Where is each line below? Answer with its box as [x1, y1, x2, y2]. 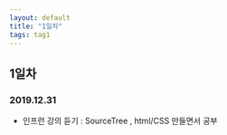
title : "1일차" [9, 22, 63, 31]
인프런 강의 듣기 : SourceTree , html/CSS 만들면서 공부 [22, 115, 218, 127]
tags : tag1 [9, 30, 51, 39]
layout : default [9, 13, 71, 23]
